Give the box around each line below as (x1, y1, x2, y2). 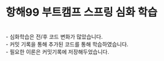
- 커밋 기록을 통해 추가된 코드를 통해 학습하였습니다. (5, 40, 129, 48)
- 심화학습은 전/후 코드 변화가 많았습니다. (5, 33, 103, 40)
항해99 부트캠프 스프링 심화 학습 (5, 5, 158, 19)
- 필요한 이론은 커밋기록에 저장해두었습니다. (5, 48, 109, 55)
